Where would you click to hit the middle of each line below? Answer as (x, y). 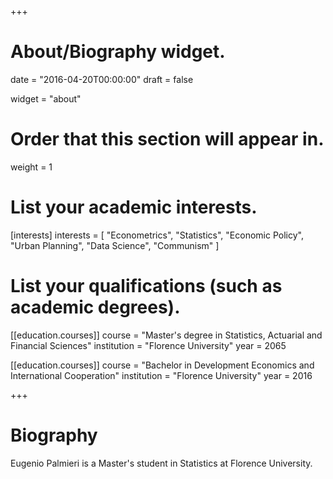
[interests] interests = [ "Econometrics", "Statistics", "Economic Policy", (157, 235)
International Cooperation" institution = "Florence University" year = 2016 (161, 375)
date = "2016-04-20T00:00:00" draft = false (102, 79)
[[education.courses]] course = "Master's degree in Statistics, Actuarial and (166, 335)
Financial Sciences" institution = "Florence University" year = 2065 (148, 345)
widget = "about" (46, 98)
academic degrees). (95, 307)
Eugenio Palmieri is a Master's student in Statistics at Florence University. (161, 463)
